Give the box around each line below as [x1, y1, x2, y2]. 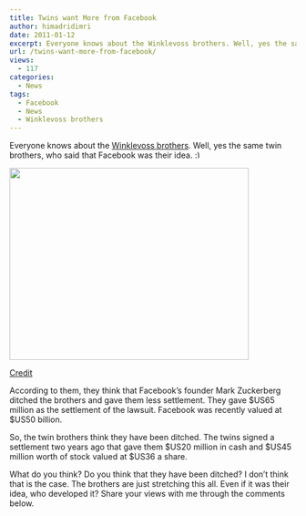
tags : [9, 89, 30, 98]
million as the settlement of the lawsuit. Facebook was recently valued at [9, 405, 282, 416]
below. [9, 498, 35, 509]
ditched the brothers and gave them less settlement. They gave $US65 [9, 395, 275, 406]
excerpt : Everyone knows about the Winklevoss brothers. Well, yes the [9, 38, 287, 48]
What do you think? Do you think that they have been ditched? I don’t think [9, 469, 289, 480]
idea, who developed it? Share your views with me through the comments [9, 489, 285, 500]
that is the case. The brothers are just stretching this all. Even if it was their [9, 479, 290, 490]
